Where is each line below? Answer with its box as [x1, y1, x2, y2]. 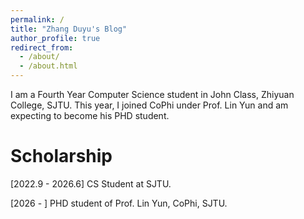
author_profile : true [10, 33, 101, 43]
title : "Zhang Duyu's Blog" [10, 24, 128, 34]
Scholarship [10, 145, 113, 168]
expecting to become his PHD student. [10, 110, 170, 121]
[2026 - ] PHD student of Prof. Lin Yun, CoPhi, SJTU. [10, 197, 228, 209]
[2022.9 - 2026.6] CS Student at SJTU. [10, 177, 172, 190]
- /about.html [19, 61, 78, 71]
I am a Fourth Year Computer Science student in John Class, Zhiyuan [10, 89, 295, 100]
